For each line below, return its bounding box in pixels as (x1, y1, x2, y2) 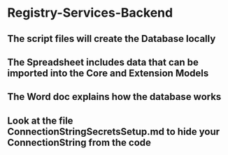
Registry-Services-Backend (7, 5, 173, 21)
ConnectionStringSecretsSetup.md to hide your (7, 126, 220, 138)
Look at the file (7, 115, 73, 126)
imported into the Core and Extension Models (7, 67, 209, 79)
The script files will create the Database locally (7, 33, 216, 45)
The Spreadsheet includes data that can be (7, 56, 199, 68)
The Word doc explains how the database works (7, 91, 222, 103)
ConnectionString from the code (7, 136, 152, 148)
